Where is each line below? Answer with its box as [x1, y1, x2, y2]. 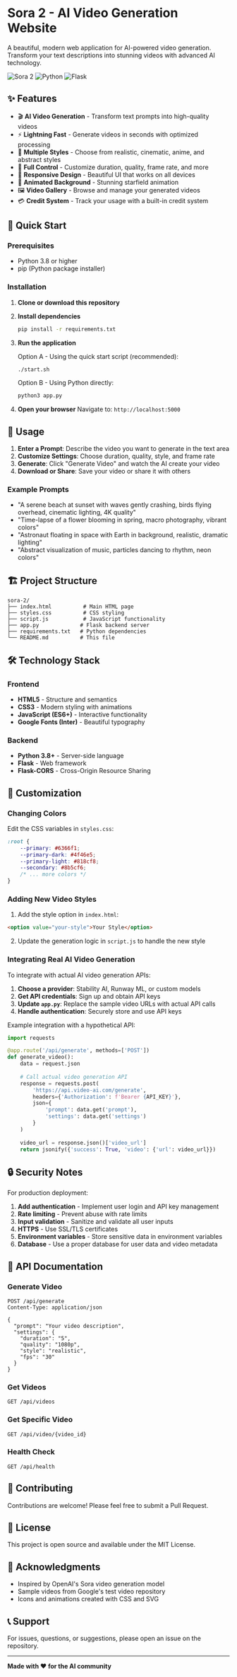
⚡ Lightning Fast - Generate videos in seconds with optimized [17, 130, 199, 139]
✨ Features [7, 93, 57, 105]
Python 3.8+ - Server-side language [17, 752, 124, 760]
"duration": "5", [20, 1334, 71, 1342]
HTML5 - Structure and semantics [17, 695, 118, 704]
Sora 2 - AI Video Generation [7, 5, 178, 21]
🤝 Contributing [7, 1482, 73, 1494]
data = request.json [20, 1060, 80, 1068]
